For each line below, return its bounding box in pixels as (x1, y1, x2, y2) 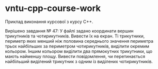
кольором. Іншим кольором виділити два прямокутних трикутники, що (5, 48, 153, 54)
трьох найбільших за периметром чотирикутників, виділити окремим (5, 43, 149, 49)
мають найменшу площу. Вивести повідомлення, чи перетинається (5, 53, 145, 59)
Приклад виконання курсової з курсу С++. (5, 19, 94, 24)
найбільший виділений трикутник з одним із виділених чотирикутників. (5, 58, 153, 64)
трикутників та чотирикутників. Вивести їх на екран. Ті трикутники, (5, 33, 145, 39)
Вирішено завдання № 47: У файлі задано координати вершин (5, 28, 134, 34)
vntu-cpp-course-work (5, 3, 101, 14)
